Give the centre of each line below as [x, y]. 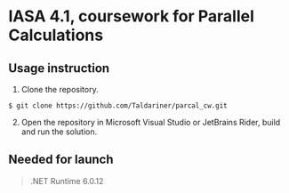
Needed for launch [61, 160]
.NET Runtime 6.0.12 [67, 181]
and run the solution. [59, 132]
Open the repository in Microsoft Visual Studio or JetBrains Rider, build [151, 122]
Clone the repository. [60, 89]
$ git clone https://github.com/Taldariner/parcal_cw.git [118, 106]
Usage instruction [59, 68]
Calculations [56, 35]
